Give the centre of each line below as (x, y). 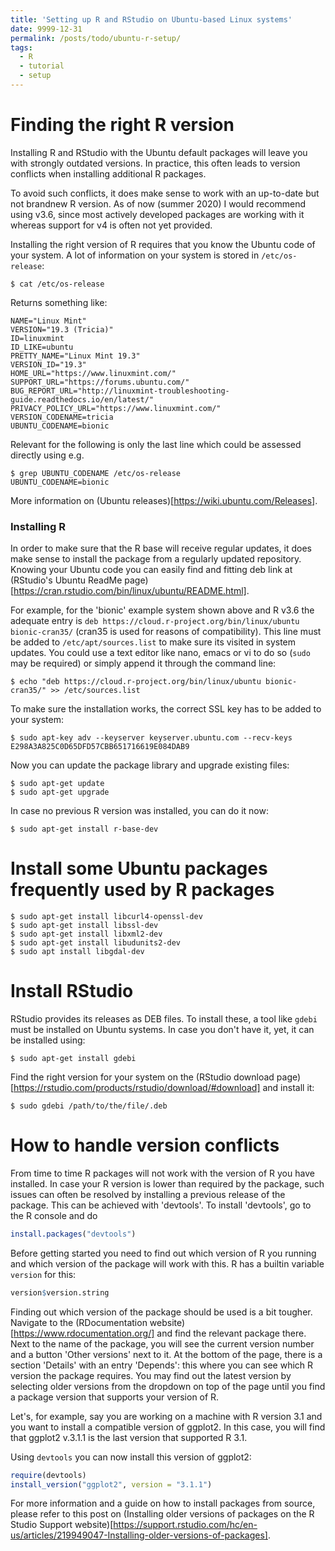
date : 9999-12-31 (46, 29)
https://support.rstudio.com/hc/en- (185, 1525)
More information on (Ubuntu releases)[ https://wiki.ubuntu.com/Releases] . (164, 500)
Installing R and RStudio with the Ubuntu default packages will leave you (159, 152)
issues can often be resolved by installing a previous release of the (148, 1194)
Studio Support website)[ (62, 1525)
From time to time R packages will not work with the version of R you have (162, 1173)
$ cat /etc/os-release (57, 284)
